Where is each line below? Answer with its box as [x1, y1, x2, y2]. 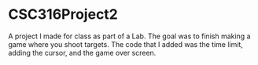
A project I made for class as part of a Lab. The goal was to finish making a [8, 31, 251, 41]
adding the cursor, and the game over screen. [8, 48, 157, 57]
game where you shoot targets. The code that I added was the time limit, [8, 39, 244, 49]
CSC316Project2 [8, 5, 118, 23]
